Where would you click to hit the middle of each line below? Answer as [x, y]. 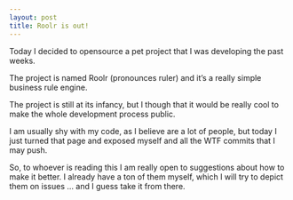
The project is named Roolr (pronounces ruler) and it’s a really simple [135, 77]
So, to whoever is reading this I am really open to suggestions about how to [147, 167]
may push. [28, 150]
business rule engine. [48, 87]
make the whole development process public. [92, 114]
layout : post [33, 17]
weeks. [22, 60]
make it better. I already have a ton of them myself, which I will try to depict [146, 176]
